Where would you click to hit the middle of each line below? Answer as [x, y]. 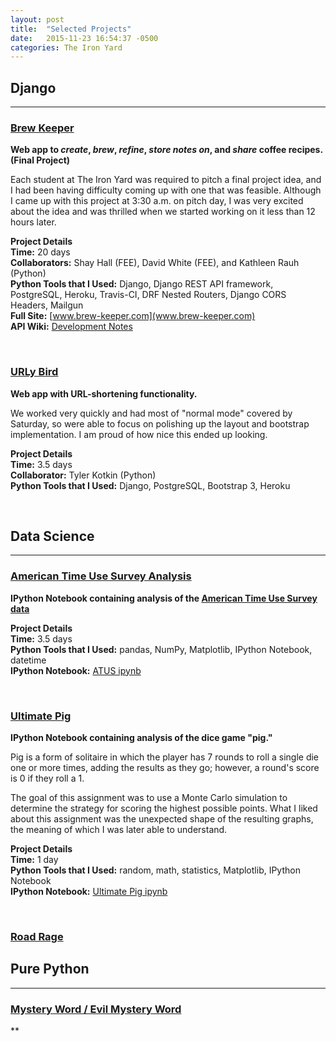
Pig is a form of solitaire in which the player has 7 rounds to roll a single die [165, 757]
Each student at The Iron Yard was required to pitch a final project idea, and [166, 180]
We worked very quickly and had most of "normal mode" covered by [151, 413]
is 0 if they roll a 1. [47, 778]
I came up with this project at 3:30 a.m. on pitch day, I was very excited [157, 201]
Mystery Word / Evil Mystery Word [96, 1009]
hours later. [33, 222]
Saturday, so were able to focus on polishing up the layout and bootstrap [160, 423]
